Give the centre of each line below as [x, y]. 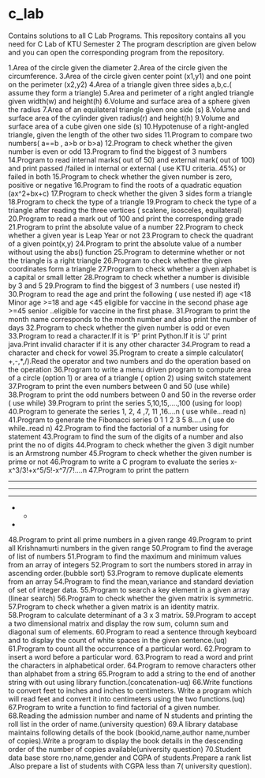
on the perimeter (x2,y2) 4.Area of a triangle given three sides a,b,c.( [120, 84]
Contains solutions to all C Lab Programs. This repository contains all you [127, 36]
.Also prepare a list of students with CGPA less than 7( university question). [130, 765]
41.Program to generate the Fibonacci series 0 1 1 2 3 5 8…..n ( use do [121, 420]
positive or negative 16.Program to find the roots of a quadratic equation [125, 185]
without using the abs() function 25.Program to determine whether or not [127, 252]
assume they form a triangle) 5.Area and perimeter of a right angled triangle [131, 92]
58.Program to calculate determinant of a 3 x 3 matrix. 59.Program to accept [132, 615]
